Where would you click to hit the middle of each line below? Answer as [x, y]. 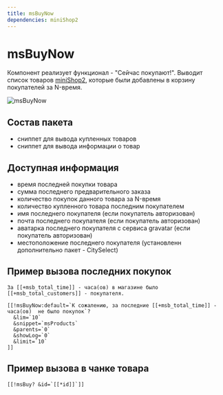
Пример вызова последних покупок [89, 272]
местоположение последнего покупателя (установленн [99, 243]
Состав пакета [40, 122]
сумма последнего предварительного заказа [84, 192]
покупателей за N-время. [45, 87]
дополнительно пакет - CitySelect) [67, 250]
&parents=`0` [32, 329]
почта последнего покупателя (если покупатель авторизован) [109, 221]
